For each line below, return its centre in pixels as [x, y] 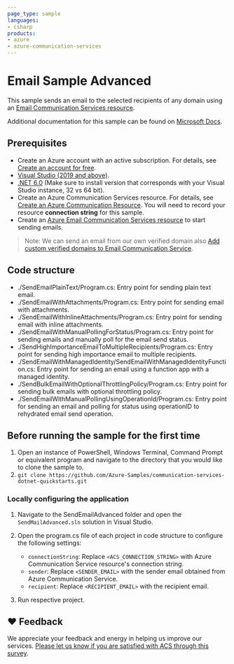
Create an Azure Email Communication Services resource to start [111, 220]
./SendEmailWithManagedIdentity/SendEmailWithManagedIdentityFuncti [122, 361]
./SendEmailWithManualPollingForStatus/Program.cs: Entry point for [115, 332]
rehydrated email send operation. [65, 413]
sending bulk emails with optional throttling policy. [90, 391]
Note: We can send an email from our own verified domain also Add [122, 241]
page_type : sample [34, 14]
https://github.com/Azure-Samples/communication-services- [137, 476]
